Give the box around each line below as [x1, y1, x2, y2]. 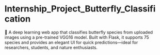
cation [4, 13, 31, 24]
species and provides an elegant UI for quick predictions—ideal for [4, 39, 138, 45]
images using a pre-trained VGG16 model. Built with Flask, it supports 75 [4, 34, 149, 40]
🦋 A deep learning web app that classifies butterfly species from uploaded [4, 29, 153, 35]
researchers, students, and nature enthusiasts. [4, 44, 98, 50]
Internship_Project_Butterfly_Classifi [4, 3, 156, 14]
